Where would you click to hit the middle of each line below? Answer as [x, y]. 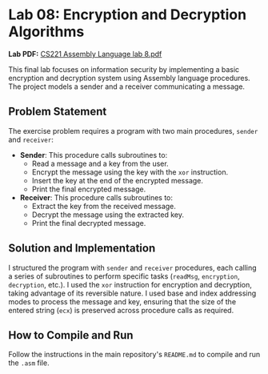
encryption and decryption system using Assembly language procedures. [129, 78]
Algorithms [46, 32]
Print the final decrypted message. [89, 223]
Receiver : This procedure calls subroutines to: [96, 197]
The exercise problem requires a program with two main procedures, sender [133, 131]
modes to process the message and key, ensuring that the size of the [122, 301]
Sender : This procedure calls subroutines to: [94, 155]
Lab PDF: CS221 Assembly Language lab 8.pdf [85, 54]
